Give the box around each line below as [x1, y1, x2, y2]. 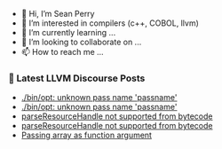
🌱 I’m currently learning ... [20, 27, 116, 37]
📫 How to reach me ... [20, 47, 104, 57]
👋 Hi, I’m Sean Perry [20, 9, 95, 19]
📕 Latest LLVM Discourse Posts [8, 72, 146, 84]
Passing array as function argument [20, 129, 153, 141]
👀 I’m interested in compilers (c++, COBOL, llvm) [20, 18, 199, 28]
